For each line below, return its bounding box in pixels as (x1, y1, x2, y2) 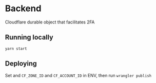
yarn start (5, 46, 27, 51)
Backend (5, 3, 41, 14)
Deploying (5, 60, 37, 68)
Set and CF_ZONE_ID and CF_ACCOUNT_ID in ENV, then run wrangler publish (5, 72, 152, 78)
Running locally (5, 33, 54, 41)
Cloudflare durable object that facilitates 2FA (5, 19, 95, 25)
